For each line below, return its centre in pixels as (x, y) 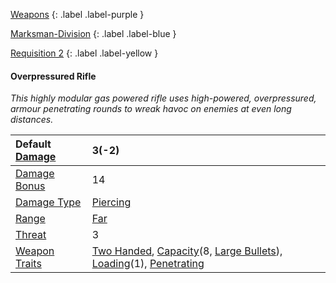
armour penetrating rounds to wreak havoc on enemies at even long (151, 109)
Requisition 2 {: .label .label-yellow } (84, 53)
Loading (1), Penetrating (148, 264)
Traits (28, 264)
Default (33, 144)
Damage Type (48, 202)
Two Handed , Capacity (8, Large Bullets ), (187, 251)
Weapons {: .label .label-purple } (77, 14)
